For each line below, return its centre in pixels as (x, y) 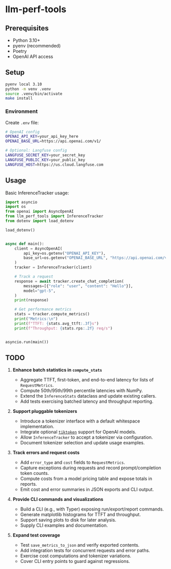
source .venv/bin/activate (34, 94)
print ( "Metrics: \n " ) (36, 319)
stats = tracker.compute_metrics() (52, 314)
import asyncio (21, 202)
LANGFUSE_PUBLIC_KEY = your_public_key (45, 160)
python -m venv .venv (28, 89)
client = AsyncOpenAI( (38, 248)
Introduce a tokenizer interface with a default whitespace (80, 421)
